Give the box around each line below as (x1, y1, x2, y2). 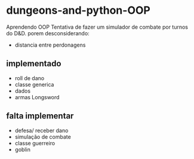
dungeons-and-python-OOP (6, 4, 150, 17)
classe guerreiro (14, 139, 56, 146)
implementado (6, 59, 61, 69)
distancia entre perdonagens (14, 41, 86, 48)
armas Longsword (14, 93, 60, 100)
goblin (14, 146, 31, 153)
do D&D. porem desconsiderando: (6, 29, 90, 36)
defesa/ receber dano (14, 127, 69, 134)
